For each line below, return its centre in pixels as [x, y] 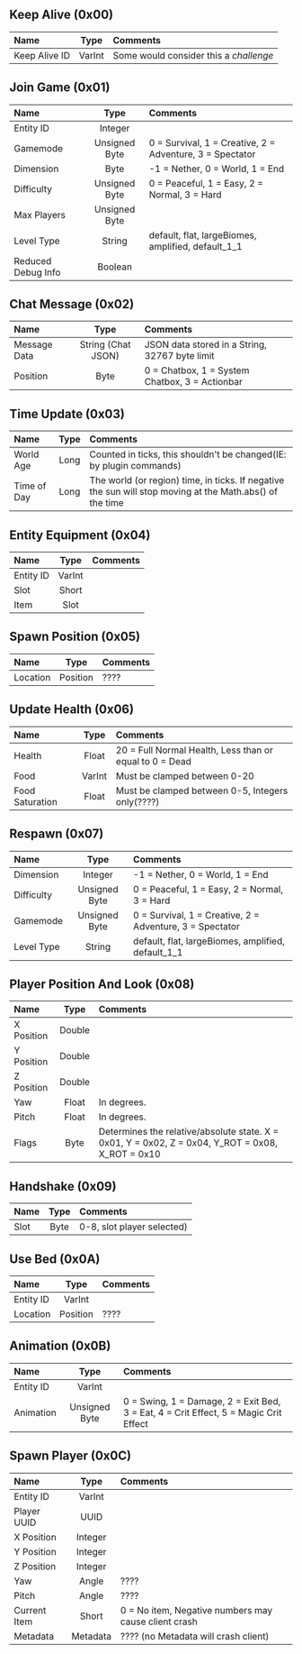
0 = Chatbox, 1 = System [197, 370]
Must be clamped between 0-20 [185, 776]
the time [107, 503]
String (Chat [105, 344]
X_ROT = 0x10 [129, 1155]
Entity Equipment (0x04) [80, 535]
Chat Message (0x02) [72, 304]
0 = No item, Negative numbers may [196, 1610]
